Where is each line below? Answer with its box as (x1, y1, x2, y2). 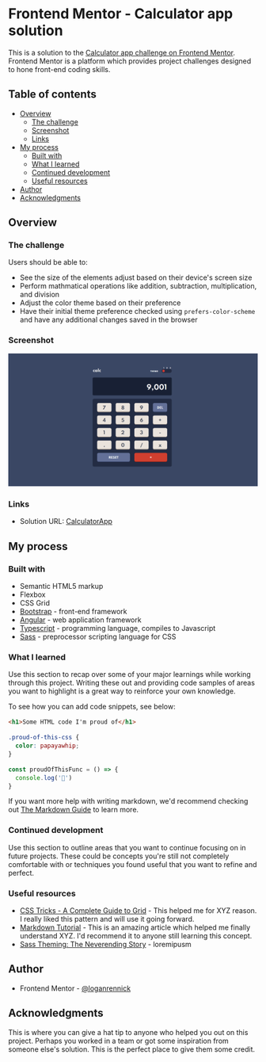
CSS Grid (19, 598, 50, 607)
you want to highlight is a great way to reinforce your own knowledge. (8, 686, 236, 696)
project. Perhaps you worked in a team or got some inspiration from (8, 1036, 230, 1045)
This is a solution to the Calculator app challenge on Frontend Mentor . (8, 48, 236, 57)
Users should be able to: (8, 258, 89, 267)
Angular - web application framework (19, 615, 142, 625)
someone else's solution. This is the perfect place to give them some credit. (8, 1044, 256, 1054)
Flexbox (19, 590, 46, 599)
